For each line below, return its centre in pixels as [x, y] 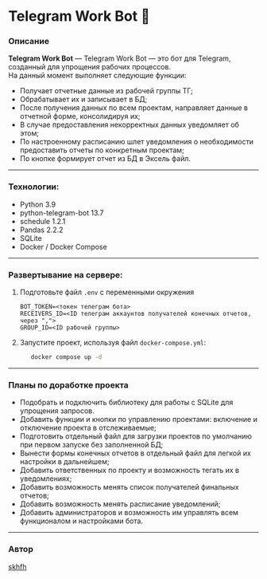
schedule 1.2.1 [43, 221]
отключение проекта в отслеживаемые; [88, 428]
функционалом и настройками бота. [81, 521]
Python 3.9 [38, 204]
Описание [29, 41]
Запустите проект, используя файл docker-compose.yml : [113, 343]
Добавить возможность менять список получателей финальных [130, 487]
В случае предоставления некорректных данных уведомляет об [130, 125]
